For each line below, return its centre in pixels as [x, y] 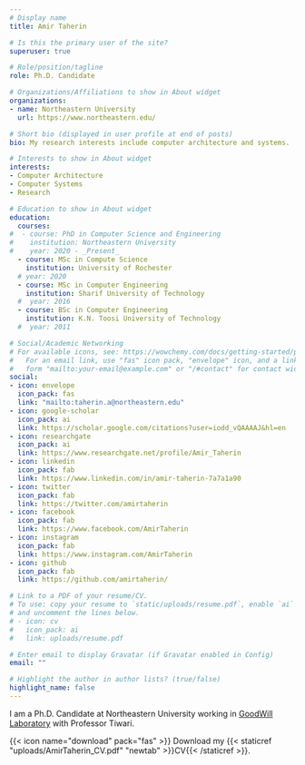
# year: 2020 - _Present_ [64, 251]
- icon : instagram [44, 537]
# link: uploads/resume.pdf [67, 638]
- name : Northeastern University [73, 109]
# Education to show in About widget [81, 209]
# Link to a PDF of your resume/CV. [79, 596]
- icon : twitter [40, 486]
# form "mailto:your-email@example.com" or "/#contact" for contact [146, 368]
